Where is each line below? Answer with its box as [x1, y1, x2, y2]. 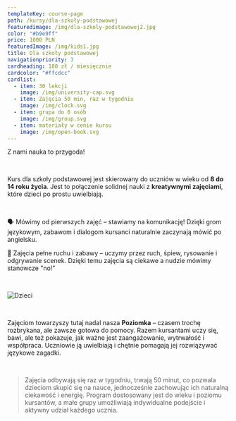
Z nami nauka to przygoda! [7, 147, 85, 156]
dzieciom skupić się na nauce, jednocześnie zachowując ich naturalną [24, 384, 229, 392]
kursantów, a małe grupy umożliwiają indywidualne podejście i [24, 398, 206, 407]
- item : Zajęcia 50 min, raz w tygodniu [13, 96, 134, 103]
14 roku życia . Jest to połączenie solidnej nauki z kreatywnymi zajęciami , [7, 183, 223, 191]
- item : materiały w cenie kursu [13, 121, 112, 129]
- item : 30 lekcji [13, 83, 68, 90]
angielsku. [7, 236, 37, 244]
